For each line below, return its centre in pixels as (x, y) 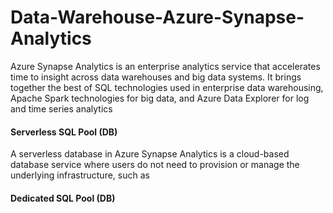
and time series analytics (61, 108)
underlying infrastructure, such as (80, 175)
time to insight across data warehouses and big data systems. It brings (156, 77)
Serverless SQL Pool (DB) (64, 132)
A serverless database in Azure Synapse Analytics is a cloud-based (150, 154)
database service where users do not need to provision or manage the (155, 165)
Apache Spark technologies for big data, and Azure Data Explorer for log (160, 98)
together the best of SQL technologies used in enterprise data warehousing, (167, 87)
